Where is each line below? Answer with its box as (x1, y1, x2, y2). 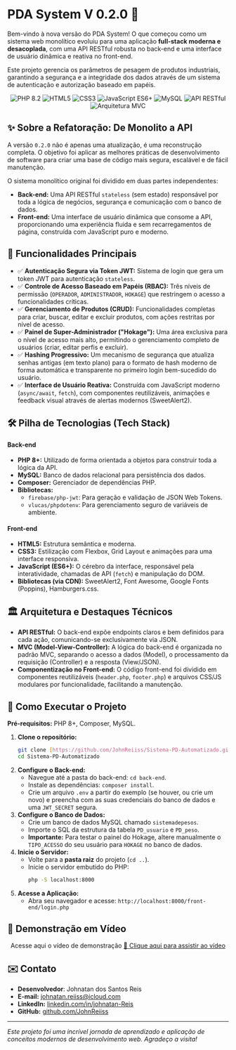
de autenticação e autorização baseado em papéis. (7, 80, 156, 88)
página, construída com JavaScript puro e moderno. (17, 228, 169, 236)
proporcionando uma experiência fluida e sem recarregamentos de (17, 220, 212, 228)
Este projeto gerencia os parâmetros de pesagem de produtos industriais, (7, 65, 221, 74)
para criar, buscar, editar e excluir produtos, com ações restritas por (17, 313, 215, 321)
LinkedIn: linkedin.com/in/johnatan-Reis (17, 1000, 133, 1009)
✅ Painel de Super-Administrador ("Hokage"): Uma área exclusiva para (17, 327, 228, 336)
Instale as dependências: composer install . (27, 780, 155, 789)
